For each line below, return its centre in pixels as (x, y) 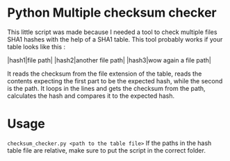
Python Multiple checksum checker (112, 13)
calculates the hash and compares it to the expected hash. (91, 96)
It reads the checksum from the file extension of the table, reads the (105, 74)
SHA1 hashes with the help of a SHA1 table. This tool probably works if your (115, 39)
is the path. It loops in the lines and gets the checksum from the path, (107, 88)
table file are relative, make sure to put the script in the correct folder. (107, 150)
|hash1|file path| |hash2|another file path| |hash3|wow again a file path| (109, 60)
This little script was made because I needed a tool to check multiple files (112, 32)
